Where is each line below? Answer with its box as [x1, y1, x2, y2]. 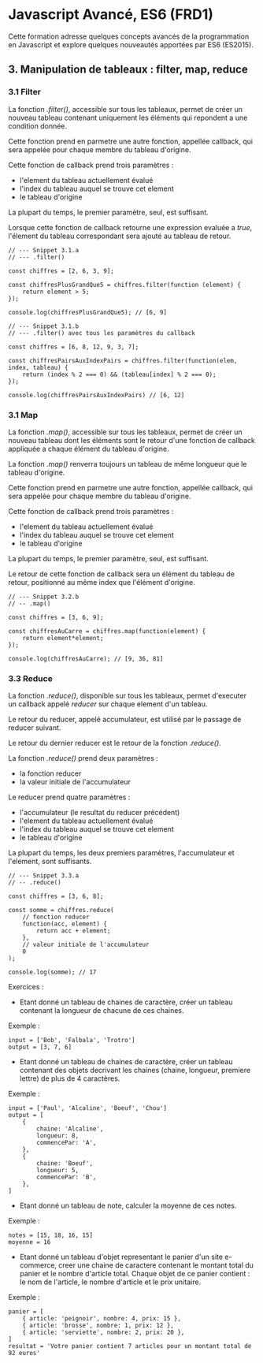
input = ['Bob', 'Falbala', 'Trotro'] [8, 1037, 135, 1045]
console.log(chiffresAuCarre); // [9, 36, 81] [8, 654, 164, 663]
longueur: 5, [36, 1167, 80, 1175]
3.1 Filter [8, 87, 42, 98]
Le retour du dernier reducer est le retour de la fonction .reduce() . [8, 739, 222, 748]
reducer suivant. [8, 723, 61, 732]
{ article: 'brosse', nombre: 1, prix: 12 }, [22, 1322, 175, 1330]
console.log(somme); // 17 [8, 968, 97, 977]
